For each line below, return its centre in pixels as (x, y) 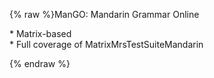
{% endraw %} (40, 63)
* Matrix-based (40, 33)
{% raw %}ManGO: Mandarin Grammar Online (104, 14)
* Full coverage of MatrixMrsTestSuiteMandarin (106, 44)
